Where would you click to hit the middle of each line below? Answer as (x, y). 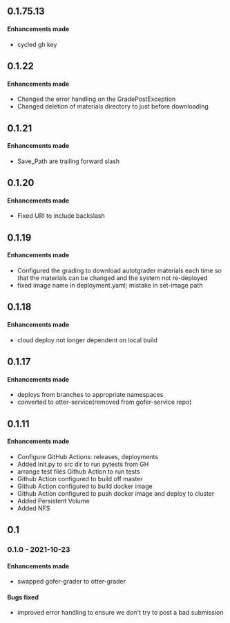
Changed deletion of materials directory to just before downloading (113, 106)
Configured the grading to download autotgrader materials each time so (119, 270)
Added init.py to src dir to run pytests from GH (83, 464)
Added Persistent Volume (53, 501)
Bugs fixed (23, 597)
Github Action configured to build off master (80, 478)
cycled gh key (37, 44)
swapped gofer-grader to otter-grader (71, 582)
